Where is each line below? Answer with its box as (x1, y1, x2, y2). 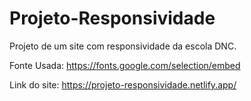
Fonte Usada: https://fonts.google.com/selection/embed (9, 59, 241, 71)
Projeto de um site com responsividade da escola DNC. (9, 40, 237, 52)
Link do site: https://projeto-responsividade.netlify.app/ (9, 78, 237, 91)
